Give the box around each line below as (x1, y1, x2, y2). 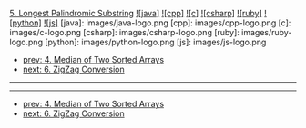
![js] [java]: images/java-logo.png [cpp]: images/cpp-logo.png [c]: (44, 17, 291, 28)
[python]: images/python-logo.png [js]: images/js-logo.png (45, 36, 267, 47)
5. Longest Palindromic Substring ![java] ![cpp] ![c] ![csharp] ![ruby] (9, 8, 262, 18)
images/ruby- (240, 27, 292, 37)
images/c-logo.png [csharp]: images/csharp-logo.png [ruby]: (9, 27, 240, 37)
